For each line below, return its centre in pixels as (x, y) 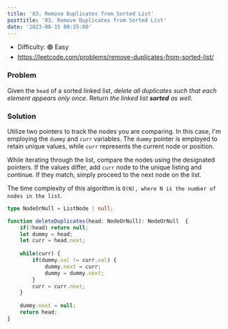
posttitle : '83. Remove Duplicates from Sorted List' (87, 20)
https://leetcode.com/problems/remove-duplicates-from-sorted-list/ (115, 57)
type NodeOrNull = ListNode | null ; (60, 208)
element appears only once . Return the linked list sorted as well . (100, 98)
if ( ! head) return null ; (54, 227)
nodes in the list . (35, 195)
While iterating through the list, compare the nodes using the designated (111, 160)
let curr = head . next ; (53, 241)
